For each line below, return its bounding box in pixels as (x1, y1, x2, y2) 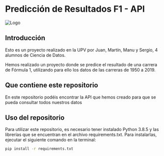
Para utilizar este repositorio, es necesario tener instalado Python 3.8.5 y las (5, 127, 159, 132)
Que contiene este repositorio (5, 81, 98, 89)
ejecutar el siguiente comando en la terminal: (5, 137, 96, 143)
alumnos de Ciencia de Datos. (5, 52, 66, 58)
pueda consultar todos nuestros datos (5, 99, 82, 105)
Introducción (5, 34, 46, 42)
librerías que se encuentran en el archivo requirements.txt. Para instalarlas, (5, 131, 157, 138)
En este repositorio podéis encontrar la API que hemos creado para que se (5, 94, 156, 100)
